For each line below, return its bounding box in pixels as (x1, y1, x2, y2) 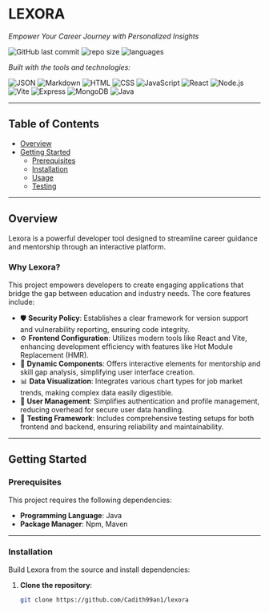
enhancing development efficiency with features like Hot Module (19, 342, 234, 351)
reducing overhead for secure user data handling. (19, 404, 184, 414)
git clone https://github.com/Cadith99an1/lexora (19, 595, 190, 604)
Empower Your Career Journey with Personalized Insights (8, 31, 199, 41)
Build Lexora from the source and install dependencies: (8, 565, 191, 574)
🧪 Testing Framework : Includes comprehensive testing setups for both (19, 413, 255, 423)
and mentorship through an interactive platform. (8, 241, 167, 251)
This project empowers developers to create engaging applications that (8, 280, 244, 290)
